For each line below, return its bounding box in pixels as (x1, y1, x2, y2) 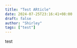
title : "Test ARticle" (5, 7, 51, 12)
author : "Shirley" (5, 20, 42, 26)
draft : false (5, 16, 31, 21)
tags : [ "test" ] (5, 25, 36, 30)
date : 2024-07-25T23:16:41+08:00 (5, 12, 73, 16)
